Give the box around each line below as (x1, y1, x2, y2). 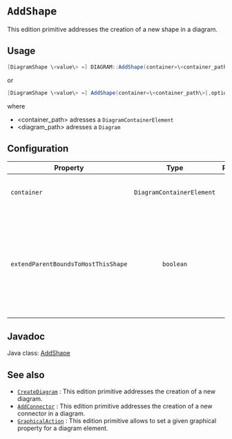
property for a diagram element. (17, 424, 108, 432)
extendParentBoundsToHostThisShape (10, 261, 128, 268)
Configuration (7, 142, 69, 154)
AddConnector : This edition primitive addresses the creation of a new (17, 402, 213, 410)
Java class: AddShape (7, 349, 70, 357)
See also (7, 368, 45, 381)
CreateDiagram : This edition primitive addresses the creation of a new (17, 387, 216, 395)
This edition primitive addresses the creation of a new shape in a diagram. (7, 25, 217, 33)
